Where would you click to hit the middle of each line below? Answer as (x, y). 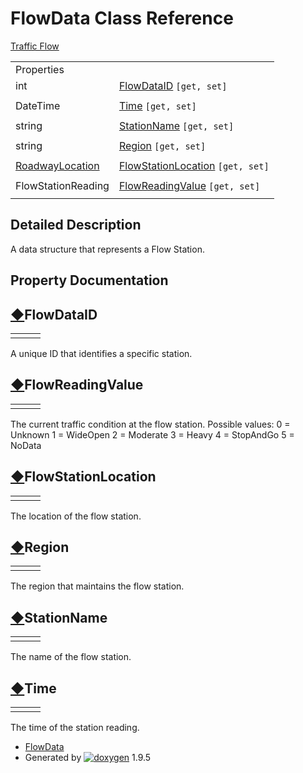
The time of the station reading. (75, 728)
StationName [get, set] (176, 125)
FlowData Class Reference (122, 18)
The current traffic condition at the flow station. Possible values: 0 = (150, 424)
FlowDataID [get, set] (173, 85)
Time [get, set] (157, 105)
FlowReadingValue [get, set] (189, 185)
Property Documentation (89, 280)
